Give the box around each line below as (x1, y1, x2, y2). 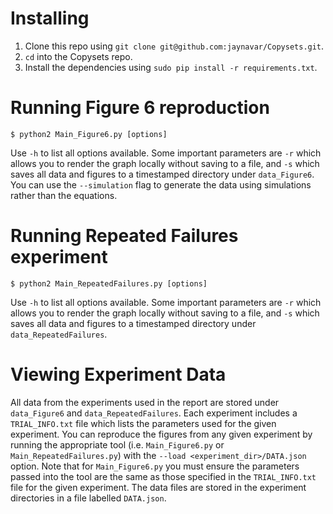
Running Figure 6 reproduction (10, 97, 270, 119)
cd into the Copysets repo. (24, 50, 133, 62)
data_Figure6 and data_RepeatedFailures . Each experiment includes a (10, 407, 298, 419)
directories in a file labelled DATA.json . (10, 492, 167, 504)
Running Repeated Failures (10, 225, 239, 247)
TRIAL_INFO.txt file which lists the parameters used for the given (10, 417, 277, 429)
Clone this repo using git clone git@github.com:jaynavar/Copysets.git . (24, 40, 325, 52)
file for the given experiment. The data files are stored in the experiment (10, 481, 307, 493)
